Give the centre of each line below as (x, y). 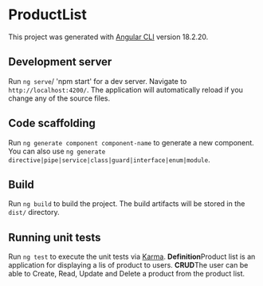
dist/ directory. (34, 213)
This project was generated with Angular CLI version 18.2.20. (108, 37)
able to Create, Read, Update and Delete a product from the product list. (127, 274)
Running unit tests (55, 237)
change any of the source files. (59, 98)
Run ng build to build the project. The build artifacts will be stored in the (127, 204)
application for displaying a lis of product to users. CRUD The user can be (128, 265)
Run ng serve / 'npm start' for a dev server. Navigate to (98, 81)
